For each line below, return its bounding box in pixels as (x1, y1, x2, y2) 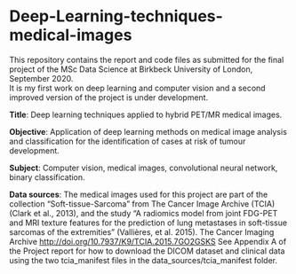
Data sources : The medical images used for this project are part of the (9, 189, 268, 200)
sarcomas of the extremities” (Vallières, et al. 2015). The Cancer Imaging (9, 226, 275, 237)
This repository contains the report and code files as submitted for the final (9, 54, 284, 65)
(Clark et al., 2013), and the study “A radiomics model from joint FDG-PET (9, 207, 278, 218)
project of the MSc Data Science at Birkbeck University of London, (9, 64, 253, 74)
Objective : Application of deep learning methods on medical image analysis (9, 126, 287, 137)
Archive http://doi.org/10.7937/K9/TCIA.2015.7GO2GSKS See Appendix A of (9, 236, 287, 247)
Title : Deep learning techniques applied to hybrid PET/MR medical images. (9, 109, 283, 120)
